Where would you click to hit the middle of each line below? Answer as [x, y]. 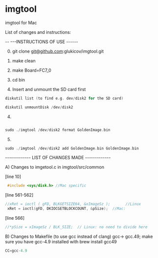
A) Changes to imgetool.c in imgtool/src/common [55, 167]
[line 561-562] [19, 195]
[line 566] [15, 218]
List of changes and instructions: [38, 32]
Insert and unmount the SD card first [49, 89]
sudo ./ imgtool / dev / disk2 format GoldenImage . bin [58, 130]
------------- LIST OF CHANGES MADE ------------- [58, 158]
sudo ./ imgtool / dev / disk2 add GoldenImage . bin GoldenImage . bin [72, 148]
